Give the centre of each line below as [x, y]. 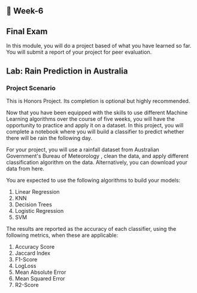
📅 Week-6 [25, 11]
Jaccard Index [33, 253]
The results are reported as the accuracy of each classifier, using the [91, 228]
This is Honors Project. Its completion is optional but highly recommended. [98, 101]
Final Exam [27, 31]
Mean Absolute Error [40, 272]
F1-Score [26, 259]
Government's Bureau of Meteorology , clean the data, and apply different [97, 155]
